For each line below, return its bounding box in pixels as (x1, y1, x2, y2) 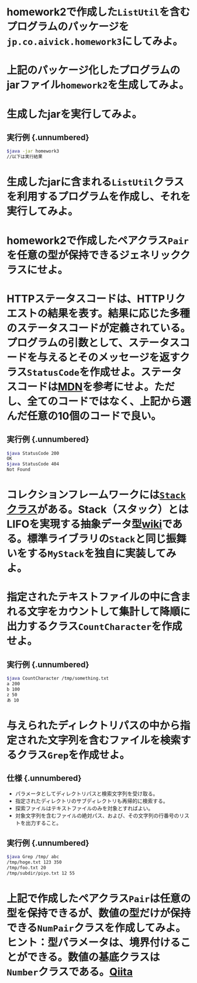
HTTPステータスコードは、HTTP (6, 292, 165, 305)
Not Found (6, 467, 31, 472)
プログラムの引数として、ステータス (6, 336, 180, 349)
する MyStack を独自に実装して (27, 547, 166, 560)
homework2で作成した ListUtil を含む (6, 5, 191, 19)
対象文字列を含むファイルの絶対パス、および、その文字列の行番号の (15, 812, 179, 819)
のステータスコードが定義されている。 (6, 321, 191, 335)
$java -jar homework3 (6, 148, 60, 154)
